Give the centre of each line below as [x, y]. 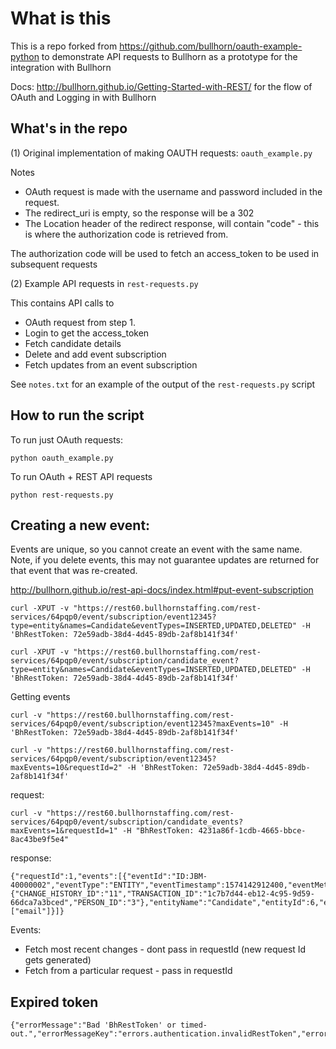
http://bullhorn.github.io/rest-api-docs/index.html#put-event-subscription [162, 590]
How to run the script [77, 415]
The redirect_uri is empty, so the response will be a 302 [139, 213]
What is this [61, 18]
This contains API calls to [62, 303]
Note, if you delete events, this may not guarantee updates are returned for [165, 560]
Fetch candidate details [73, 343]
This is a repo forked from [64, 46]
